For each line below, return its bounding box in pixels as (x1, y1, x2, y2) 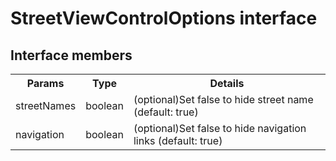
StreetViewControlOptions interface (10, 7, 318, 30)
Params (26, 77, 65, 90)
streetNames (15, 99, 77, 112)
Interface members (10, 47, 133, 64)
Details (209, 77, 245, 90)
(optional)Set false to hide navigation (133, 122, 307, 135)
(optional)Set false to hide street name (133, 93, 314, 106)
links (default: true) (133, 134, 223, 147)
